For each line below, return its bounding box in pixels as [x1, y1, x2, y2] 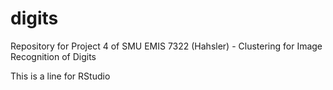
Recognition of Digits [10, 50, 97, 62]
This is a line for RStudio [10, 70, 111, 82]
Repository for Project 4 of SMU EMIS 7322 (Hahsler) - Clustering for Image [10, 40, 323, 52]
